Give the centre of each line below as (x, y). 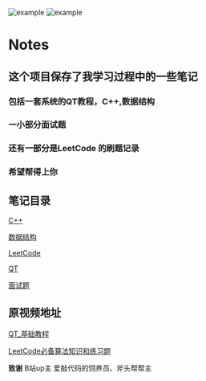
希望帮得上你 (33, 172)
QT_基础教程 (29, 334)
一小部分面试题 (37, 125)
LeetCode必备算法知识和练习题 (60, 350)
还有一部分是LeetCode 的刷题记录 (74, 149)
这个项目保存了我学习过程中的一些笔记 (103, 76)
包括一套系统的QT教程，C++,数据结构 (81, 101)
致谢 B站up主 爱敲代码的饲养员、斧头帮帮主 (80, 368)
